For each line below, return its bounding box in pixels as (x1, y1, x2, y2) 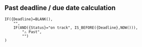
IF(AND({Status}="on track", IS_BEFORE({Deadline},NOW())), (13, 25, 138, 30)
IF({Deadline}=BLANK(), (4, 16, 53, 21)
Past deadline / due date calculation (4, 4, 116, 12)
